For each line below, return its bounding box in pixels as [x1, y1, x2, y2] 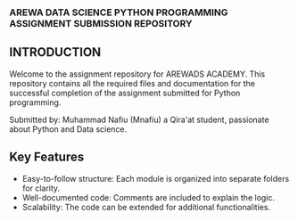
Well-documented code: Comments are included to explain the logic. [21, 192, 275, 202]
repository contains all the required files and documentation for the [9, 78, 256, 88]
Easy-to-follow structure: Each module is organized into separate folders [21, 173, 290, 184]
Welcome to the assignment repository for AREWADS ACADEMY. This [9, 69, 266, 79]
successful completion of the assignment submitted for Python [9, 87, 241, 98]
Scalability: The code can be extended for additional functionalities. [21, 201, 270, 212]
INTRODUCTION [9, 45, 102, 60]
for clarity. [21, 183, 61, 193]
